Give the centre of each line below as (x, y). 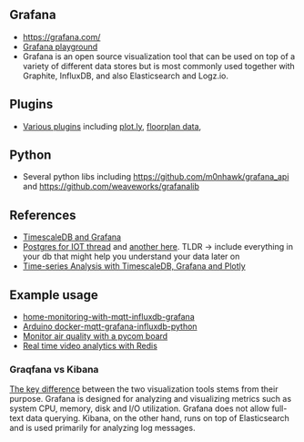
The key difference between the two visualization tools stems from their (144, 389)
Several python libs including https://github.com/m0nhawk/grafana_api (156, 177)
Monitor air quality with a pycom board (95, 336)
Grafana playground (60, 46)
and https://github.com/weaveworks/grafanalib (111, 187)
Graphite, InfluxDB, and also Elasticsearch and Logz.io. (126, 76)
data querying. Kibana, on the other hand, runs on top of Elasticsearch (157, 418)
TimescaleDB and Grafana (71, 237)
